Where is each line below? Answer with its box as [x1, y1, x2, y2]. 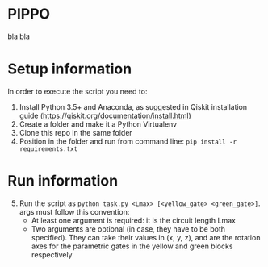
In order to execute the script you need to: [7, 86, 148, 96]
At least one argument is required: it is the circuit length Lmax [31, 215, 236, 225]
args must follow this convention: [19, 207, 130, 216]
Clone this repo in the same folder [19, 127, 132, 137]
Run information [7, 172, 119, 190]
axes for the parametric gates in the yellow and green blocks [31, 241, 233, 251]
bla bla [7, 31, 30, 41]
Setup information [7, 60, 132, 78]
